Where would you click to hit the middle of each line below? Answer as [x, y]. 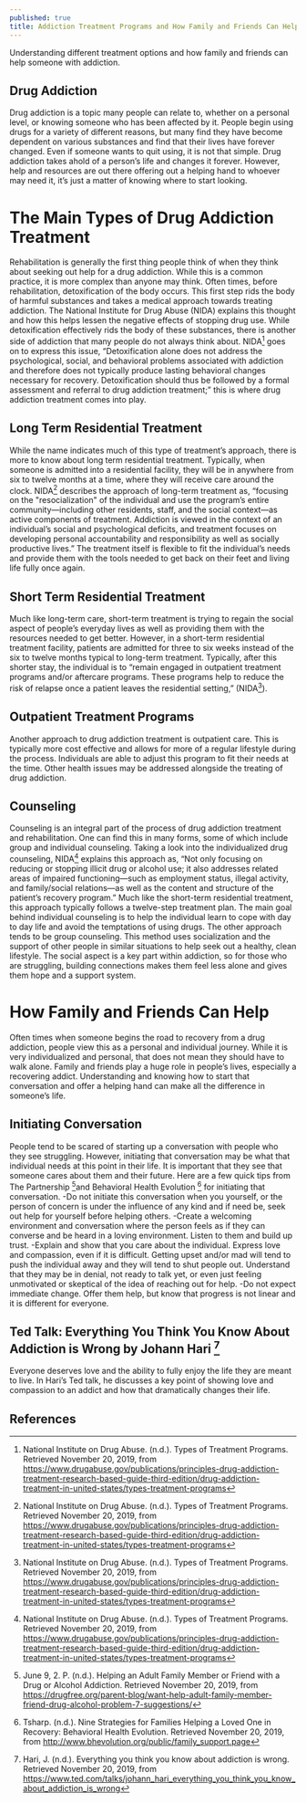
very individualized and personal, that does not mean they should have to [147, 1057]
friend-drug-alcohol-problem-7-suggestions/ [107, 1704]
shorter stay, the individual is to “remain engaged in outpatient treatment [145, 667]
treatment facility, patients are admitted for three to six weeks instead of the [152, 648]
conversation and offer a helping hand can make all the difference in [138, 1086]
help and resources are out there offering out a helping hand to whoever [145, 171]
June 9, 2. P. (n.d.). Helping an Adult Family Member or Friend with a [151, 1675]
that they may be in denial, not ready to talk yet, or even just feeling [136, 1274]
